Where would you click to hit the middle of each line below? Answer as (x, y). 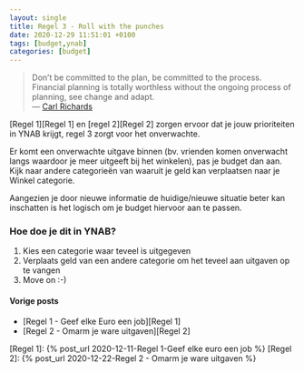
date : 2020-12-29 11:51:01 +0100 (73, 35)
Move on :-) (44, 280)
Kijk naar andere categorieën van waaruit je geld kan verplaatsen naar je (145, 171)
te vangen (41, 270)
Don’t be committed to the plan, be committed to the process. (147, 77)
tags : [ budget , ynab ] (49, 43)
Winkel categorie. (42, 181)
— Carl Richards (62, 106)
